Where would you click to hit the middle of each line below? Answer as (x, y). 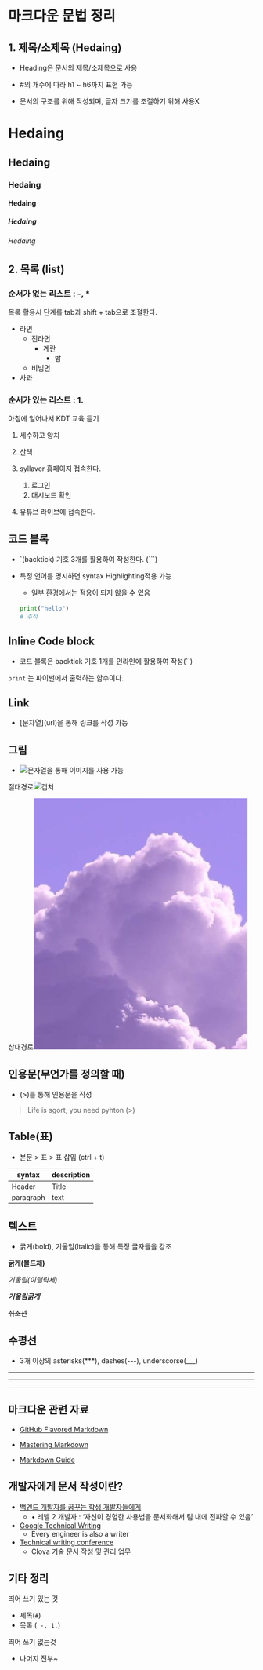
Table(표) (31, 1137)
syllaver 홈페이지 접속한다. (60, 469)
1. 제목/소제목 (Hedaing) (65, 47)
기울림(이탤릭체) (33, 1280)
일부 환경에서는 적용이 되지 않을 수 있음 (91, 593)
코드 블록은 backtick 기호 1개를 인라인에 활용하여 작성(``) (106, 661)
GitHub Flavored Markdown (64, 1429)
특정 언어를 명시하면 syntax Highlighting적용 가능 (95, 576)
